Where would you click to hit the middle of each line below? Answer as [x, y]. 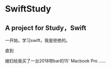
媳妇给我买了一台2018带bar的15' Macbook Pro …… [55, 61]
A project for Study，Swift [46, 28]
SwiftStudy [28, 9]
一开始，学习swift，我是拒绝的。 [38, 40]
